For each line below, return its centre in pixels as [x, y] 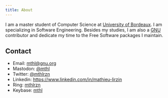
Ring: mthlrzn [26, 85]
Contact [18, 51]
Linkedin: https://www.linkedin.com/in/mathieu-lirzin [67, 80]
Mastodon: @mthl [31, 69]
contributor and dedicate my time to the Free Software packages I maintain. [84, 35]
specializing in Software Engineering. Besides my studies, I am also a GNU [83, 30]
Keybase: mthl [28, 90]
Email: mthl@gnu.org [35, 63]
